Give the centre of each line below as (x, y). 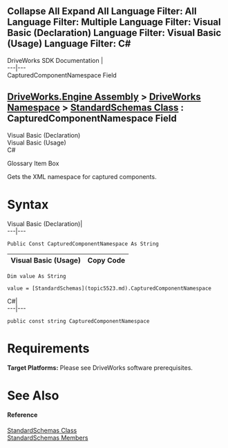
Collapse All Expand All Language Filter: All (102, 11)
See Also (33, 395)
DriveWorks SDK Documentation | (55, 60)
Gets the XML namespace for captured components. (82, 176)
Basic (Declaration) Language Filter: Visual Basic (114, 33)
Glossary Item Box (33, 163)
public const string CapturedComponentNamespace (78, 321)
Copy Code (106, 260)
